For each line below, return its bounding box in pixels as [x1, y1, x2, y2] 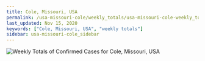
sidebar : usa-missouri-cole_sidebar [6, 31, 99, 37]
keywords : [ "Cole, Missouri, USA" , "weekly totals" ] [6, 25, 143, 32]
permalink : [6, 14, 34, 21]
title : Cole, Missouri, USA [6, 8, 78, 15]
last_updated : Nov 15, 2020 [6, 20, 78, 26]
